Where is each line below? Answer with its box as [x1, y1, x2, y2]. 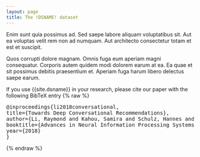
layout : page [6, 8, 39, 15]
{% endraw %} [6, 144, 43, 152]
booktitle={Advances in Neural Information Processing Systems [6, 121, 195, 128]
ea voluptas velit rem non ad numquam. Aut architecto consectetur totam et [6, 37, 192, 44]
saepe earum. [6, 74, 40, 81]
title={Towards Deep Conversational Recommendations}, [6, 109, 170, 116]
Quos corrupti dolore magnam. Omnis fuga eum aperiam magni [6, 55, 161, 62]
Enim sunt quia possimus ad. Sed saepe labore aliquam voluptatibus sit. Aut [6, 30, 192, 38]
